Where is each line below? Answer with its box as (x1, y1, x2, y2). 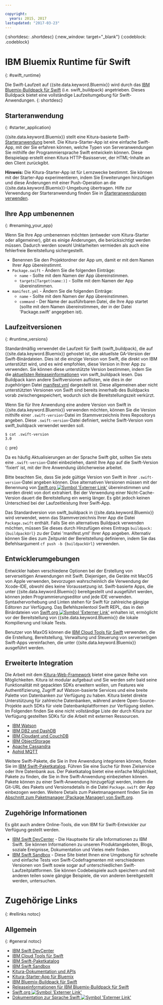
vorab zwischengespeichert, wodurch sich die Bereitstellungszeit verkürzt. (5, 392, 155, 398)
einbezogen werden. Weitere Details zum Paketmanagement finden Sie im (5, 790, 154, 795)
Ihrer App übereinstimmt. (12, 262, 62, 268)
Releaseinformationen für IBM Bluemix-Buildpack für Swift (12, 984, 129, 990)
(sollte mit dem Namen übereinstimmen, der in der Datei (19, 303, 132, 309)
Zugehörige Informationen (5, 809, 87, 817)
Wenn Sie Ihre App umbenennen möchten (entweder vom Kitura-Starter (5, 232, 149, 237)
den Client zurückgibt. (5, 160, 50, 166)
